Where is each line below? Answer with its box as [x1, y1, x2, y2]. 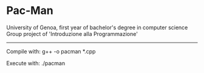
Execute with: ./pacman [6, 59, 66, 67]
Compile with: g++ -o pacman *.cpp [6, 47, 96, 55]
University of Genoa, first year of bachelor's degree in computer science [6, 24, 188, 31]
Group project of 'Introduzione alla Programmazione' [6, 30, 138, 37]
